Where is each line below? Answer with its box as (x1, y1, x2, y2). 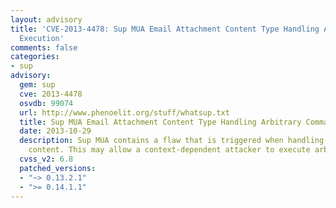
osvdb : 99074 (19, 98, 74, 108)
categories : (10, 52, 60, 62)
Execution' (19, 33, 65, 43)
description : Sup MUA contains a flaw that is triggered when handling (19, 136, 325, 146)
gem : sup (19, 80, 56, 90)
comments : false (10, 42, 78, 53)
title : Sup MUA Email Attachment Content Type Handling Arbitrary (19, 117, 302, 127)
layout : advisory (10, 14, 83, 25)
